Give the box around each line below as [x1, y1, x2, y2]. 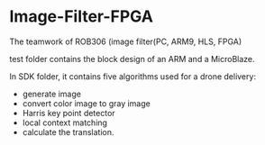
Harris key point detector [22, 107, 115, 118]
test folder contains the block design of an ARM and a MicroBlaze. [9, 53, 255, 64]
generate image [22, 88, 81, 99]
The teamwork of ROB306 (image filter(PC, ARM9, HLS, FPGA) [9, 36, 242, 47]
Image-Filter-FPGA [9, 6, 153, 27]
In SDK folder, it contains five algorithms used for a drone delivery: [9, 70, 257, 82]
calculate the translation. [22, 126, 114, 137]
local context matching [22, 117, 108, 128]
